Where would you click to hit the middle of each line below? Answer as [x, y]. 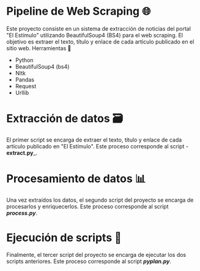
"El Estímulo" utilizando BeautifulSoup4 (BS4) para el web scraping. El [95, 35]
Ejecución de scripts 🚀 [64, 238]
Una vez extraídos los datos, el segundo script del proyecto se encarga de [100, 200]
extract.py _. [22, 153]
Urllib [22, 93]
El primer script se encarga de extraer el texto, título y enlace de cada [94, 140]
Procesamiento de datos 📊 [76, 179]
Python [24, 60]
